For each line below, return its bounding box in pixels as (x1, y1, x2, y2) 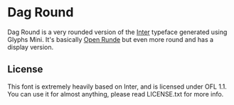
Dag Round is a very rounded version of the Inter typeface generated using (7, 28, 228, 36)
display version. (7, 43, 54, 51)
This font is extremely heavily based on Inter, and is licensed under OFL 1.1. (7, 82, 228, 91)
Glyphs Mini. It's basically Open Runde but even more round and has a (7, 35, 214, 43)
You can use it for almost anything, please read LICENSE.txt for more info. (7, 89, 224, 98)
